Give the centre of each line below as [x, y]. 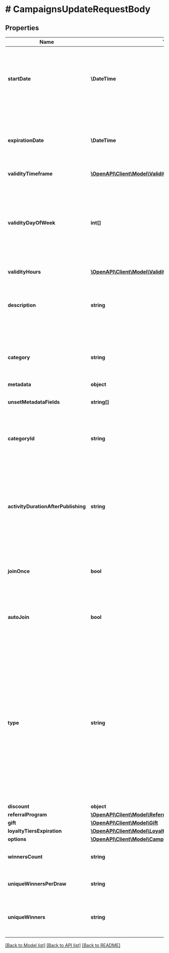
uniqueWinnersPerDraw [37, 884]
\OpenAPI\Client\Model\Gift [124, 823]
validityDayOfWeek [31, 223]
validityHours [24, 272]
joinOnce [19, 571]
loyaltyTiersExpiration [35, 831]
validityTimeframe [30, 174]
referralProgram [27, 815]
